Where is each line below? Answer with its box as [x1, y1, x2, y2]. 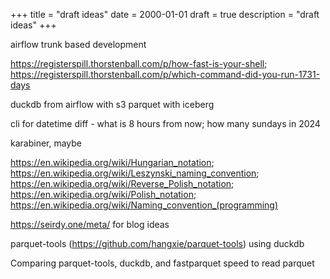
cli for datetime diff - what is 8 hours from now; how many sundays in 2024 [10, 118, 321, 129]
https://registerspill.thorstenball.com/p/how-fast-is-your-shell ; [10, 58, 268, 69]
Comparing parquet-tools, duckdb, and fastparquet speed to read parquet [10, 257, 315, 269]
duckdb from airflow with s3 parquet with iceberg [10, 99, 215, 110]
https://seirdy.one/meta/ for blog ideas [10, 219, 170, 230]
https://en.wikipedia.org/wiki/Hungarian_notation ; [10, 157, 215, 168]
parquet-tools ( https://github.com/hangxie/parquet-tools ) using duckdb [10, 238, 305, 249]
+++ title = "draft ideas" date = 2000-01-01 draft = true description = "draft [10, 9, 320, 20]
